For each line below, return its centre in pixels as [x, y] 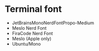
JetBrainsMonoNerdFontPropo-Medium [53, 23]
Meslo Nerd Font [29, 28]
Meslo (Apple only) [32, 39]
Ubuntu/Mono [26, 44]
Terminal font [33, 9]
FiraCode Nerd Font [32, 33]
